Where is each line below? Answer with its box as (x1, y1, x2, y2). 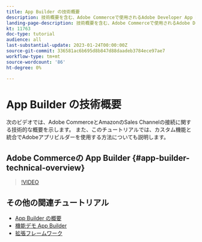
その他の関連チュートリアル (6, 198, 109, 208)
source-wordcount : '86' (6, 59, 66, 65)
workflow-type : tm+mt (6, 53, 61, 59)
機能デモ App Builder (14, 222, 67, 229)
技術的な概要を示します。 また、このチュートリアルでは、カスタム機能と (11, 126, 192, 133)
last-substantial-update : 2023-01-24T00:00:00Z (6, 43, 128, 49)
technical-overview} (6, 163, 85, 173)
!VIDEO (20, 178, 39, 186)
